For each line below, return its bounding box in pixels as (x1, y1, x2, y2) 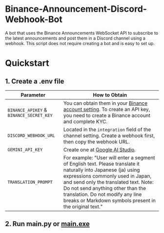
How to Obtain (93, 92, 127, 98)
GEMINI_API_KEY (7, 147, 43, 152)
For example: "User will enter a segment (63, 154, 155, 161)
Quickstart (5, 58, 50, 69)
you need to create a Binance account (63, 112, 150, 118)
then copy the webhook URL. (63, 138, 130, 145)
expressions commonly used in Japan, (63, 172, 152, 179)
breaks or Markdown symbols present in (63, 197, 156, 204)
